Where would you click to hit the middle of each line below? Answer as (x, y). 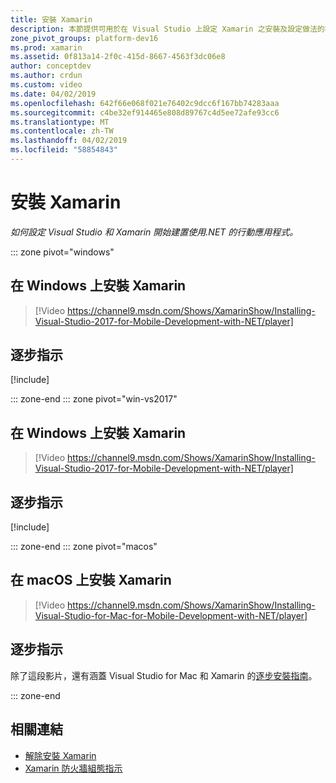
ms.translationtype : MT (60, 122)
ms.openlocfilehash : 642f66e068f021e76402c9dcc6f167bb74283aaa (145, 103)
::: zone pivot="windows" (62, 252)
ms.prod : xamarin (46, 47)
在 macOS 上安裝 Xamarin (91, 580)
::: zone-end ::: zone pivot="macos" (84, 547)
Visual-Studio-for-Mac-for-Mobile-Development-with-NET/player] (171, 615)
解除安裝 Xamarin (60, 755)
